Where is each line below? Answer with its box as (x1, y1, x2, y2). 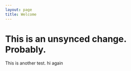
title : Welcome (5, 12, 37, 17)
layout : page (5, 7, 32, 12)
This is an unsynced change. (5, 33, 127, 45)
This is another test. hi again (5, 60, 63, 66)
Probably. (5, 44, 46, 55)
